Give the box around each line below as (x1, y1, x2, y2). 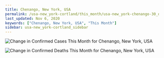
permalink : (5, 12, 27, 16)
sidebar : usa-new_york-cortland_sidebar (5, 25, 89, 30)
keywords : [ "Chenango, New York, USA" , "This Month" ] (5, 20, 117, 26)
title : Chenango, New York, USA (5, 7, 71, 12)
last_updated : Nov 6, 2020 (5, 16, 60, 21)
